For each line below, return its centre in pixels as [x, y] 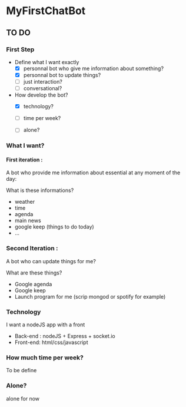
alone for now [23, 398]
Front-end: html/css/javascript [51, 342]
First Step [20, 49]
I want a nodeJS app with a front [46, 325]
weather [25, 202]
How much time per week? [45, 358]
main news [28, 221]
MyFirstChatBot [46, 11]
